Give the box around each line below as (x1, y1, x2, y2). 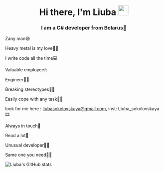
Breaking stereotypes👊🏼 (5, 86, 55, 92)
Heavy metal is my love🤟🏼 (5, 45, 59, 51)
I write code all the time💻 (5, 55, 58, 61)
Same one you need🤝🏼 (5, 152, 52, 158)
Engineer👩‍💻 (5, 77, 29, 83)
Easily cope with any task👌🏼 (5, 96, 63, 102)
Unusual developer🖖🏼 (5, 142, 50, 148)
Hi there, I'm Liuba (39, 6, 116, 18)
